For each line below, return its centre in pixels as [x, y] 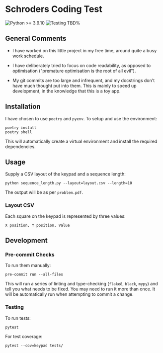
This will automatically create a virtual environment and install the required [81, 141]
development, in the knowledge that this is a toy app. [66, 91]
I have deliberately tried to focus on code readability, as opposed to [81, 65]
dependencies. [20, 146]
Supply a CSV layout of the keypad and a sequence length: [65, 174]
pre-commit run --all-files [34, 274]
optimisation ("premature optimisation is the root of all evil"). [74, 71]
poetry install [21, 128]
